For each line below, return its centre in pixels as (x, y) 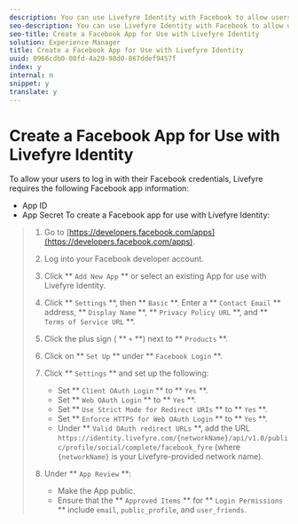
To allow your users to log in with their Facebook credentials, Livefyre (136, 179)
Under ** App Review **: (87, 474)
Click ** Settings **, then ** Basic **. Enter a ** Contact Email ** (162, 303)
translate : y (33, 91)
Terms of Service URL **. (90, 322)
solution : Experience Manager (65, 42)
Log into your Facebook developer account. (124, 259)
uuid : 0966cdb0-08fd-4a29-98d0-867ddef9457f (93, 59)
